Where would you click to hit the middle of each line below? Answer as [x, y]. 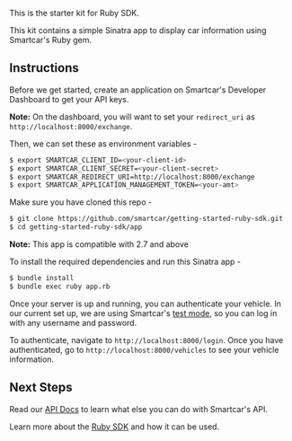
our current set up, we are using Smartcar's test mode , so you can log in [143, 313]
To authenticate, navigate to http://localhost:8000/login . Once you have [146, 340]
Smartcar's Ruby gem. [51, 40]
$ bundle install [42, 278]
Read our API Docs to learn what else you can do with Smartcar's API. [138, 409]
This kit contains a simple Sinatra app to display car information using [138, 30]
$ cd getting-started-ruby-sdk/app [76, 227]
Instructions [44, 68]
